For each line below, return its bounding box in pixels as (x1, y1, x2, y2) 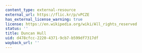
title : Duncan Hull (5, 31, 47, 36)
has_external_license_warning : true (5, 17, 83, 22)
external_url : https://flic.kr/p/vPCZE (5, 12, 90, 17)
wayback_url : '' (5, 40, 40, 45)
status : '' (5, 26, 28, 31)
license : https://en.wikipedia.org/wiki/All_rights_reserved (5, 21, 137, 27)
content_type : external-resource (5, 7, 76, 13)
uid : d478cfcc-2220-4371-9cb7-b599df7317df (5, 36, 99, 41)
